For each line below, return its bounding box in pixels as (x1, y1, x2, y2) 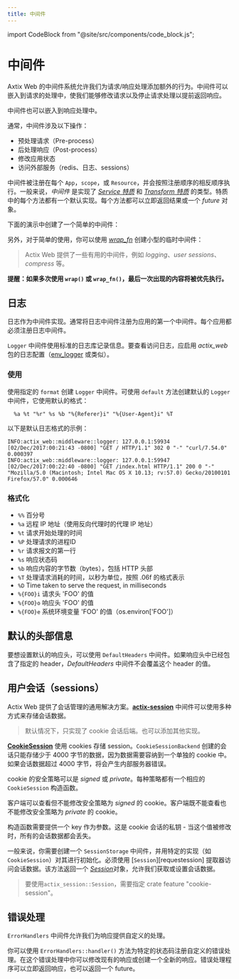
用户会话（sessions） (7, 682, 105, 694)
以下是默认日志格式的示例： (7, 424, 89, 432)
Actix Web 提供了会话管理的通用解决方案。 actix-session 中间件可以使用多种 (7, 702, 232, 711)
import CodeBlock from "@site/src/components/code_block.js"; (7, 30, 195, 38)
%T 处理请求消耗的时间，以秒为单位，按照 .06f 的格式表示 (17, 572, 185, 581)
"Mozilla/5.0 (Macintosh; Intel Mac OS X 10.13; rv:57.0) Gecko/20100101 (7, 469, 231, 476)
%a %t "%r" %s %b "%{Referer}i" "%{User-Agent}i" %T (14, 410, 174, 417)
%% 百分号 (17, 511, 46, 519)
